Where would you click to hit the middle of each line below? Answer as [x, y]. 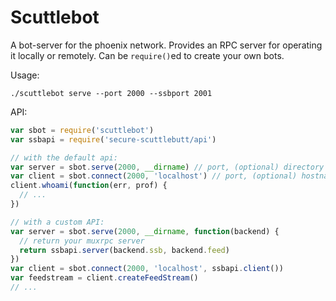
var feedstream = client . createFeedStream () [104, 278]
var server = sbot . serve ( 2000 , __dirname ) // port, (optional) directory [167, 167]
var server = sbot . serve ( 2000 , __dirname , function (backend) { [145, 231]
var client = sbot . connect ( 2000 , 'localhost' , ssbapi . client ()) [147, 269]
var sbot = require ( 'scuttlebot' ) [82, 130]
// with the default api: [64, 157]
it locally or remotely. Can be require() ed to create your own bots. [147, 55]
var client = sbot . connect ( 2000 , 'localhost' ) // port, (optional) [154, 176]
